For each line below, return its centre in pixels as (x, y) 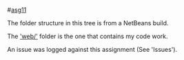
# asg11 (17, 10)
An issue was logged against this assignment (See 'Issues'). (92, 49)
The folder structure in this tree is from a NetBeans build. (88, 23)
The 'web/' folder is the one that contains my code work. (88, 36)
